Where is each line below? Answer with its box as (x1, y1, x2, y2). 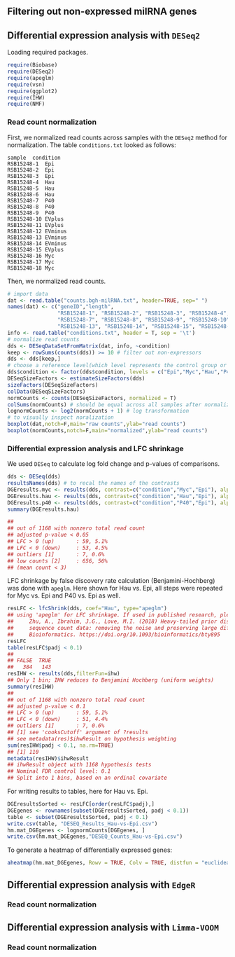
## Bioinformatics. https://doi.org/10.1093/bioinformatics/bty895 (7, 631, 220, 638)
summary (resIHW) (7, 683, 55, 690)
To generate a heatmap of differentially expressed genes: (7, 846, 173, 854)
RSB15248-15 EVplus (7, 246, 64, 253)
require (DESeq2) (7, 68, 55, 76)
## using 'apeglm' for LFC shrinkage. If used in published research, (7, 612, 218, 619)
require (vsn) (7, 81, 45, 88)
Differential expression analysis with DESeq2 (7, 29, 201, 41)
